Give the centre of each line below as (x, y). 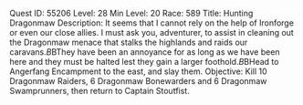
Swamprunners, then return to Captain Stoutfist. (99, 91)
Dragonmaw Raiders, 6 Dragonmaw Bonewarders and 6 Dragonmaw (138, 81)
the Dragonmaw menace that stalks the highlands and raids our (129, 42)
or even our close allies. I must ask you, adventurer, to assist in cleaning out (151, 32)
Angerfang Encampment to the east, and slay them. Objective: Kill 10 (138, 71)
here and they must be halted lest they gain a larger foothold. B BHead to (144, 62)
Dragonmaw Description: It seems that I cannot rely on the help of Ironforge (152, 23)
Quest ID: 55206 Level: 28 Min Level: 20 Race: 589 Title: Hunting (131, 13)
